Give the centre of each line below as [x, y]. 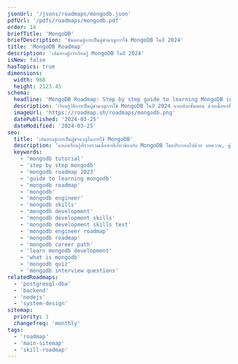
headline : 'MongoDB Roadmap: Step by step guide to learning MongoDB [118, 100]
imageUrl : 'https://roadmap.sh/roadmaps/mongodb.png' [95, 113]
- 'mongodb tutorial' [52, 159]
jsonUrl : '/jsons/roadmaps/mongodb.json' [69, 14]
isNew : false [27, 60]
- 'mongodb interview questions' [69, 271]
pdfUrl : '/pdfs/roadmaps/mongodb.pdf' [64, 21]
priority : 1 [32, 317]
